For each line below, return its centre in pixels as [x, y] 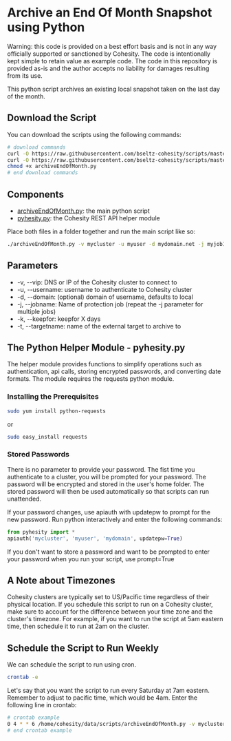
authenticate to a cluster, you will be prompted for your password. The [107, 477]
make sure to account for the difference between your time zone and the [110, 612]
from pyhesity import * [41, 532]
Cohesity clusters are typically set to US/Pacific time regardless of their [108, 597]
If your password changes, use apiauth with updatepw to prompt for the [109, 512]
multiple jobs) [36, 311]
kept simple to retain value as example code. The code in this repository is [112, 61]
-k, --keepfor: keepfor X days [59, 319]
